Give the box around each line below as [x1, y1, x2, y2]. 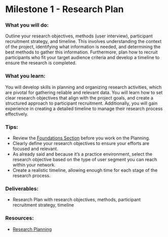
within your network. [12, 162, 56, 168]
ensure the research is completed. [5, 60, 77, 66]
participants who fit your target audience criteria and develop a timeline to [5, 55, 160, 61]
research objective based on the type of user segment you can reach [12, 157, 157, 163]
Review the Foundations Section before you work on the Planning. [12, 135, 150, 141]
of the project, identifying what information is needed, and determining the [5, 44, 161, 50]
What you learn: [5, 72, 46, 79]
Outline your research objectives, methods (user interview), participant [5, 33, 153, 39]
